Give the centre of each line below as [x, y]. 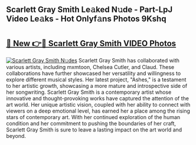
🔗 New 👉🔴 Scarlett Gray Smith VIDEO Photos [91, 43]
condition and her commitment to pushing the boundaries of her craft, [91, 123]
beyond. [16, 136]
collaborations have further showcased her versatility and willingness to [94, 73]
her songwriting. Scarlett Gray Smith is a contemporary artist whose [89, 92]
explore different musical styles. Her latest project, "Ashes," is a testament [96, 80]
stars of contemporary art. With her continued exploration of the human [93, 117]
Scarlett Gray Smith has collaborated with [129, 60]
